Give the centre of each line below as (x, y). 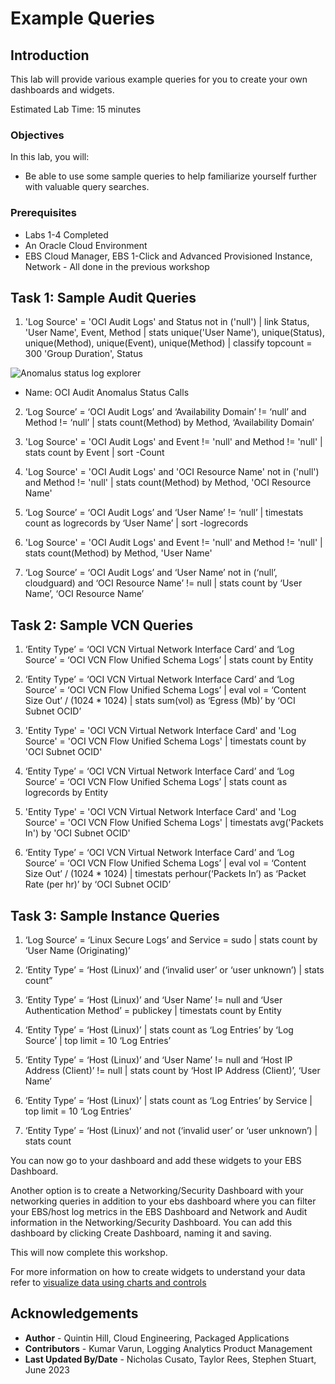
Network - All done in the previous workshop (117, 266)
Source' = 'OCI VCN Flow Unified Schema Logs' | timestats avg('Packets (174, 823)
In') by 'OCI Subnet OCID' (77, 833)
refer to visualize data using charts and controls (108, 1283)
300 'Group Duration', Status (83, 354)
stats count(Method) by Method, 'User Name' (118, 553)
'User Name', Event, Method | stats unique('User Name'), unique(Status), (174, 333)
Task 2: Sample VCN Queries (102, 625)
